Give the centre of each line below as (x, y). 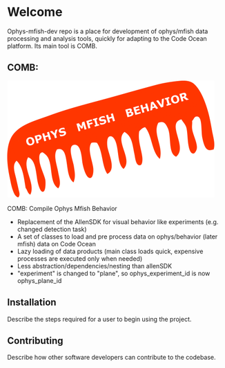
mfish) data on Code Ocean (57, 243)
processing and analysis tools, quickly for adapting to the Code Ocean (107, 38)
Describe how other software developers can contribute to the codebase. (111, 358)
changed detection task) (52, 229)
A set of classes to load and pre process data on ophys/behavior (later (117, 237)
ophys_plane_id (39, 280)
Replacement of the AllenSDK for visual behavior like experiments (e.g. (118, 221)
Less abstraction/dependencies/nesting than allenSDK (95, 266)
